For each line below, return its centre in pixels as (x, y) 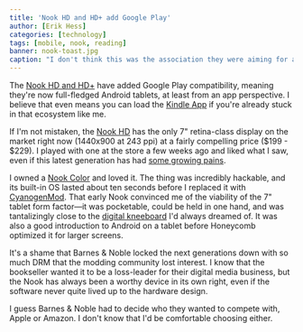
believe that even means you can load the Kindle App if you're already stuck (151, 104)
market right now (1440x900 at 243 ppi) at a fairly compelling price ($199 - (149, 141)
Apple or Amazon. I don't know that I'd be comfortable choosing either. (141, 318)
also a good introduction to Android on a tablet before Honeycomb (133, 226)
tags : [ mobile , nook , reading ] (68, 43)
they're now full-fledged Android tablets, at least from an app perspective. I (150, 95)
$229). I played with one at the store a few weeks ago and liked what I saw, (149, 151)
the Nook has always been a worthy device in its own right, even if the (140, 281)
